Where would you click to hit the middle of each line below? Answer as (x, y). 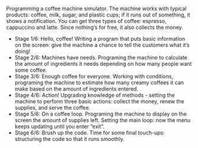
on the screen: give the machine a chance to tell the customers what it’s (102, 45)
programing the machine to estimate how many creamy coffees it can (99, 83)
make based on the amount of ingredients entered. (77, 89)
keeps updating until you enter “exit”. (59, 126)
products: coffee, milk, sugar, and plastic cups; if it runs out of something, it (98, 15)
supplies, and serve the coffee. (52, 108)
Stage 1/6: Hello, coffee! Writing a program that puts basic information (100, 39)
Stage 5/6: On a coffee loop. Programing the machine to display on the (101, 114)
